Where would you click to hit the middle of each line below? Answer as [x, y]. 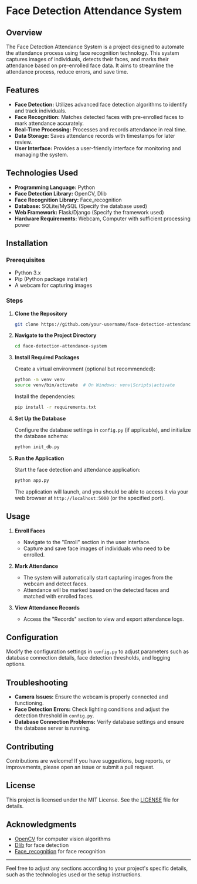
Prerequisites [26, 260]
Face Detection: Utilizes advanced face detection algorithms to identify [101, 104]
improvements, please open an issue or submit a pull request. [80, 767]
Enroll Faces [30, 531]
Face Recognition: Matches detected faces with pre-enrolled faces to [99, 117]
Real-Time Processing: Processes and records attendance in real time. [101, 129]
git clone [27, 324]
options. [16, 664]
